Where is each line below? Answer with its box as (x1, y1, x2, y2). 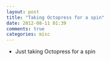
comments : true (6, 25, 45, 32)
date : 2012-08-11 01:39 (6, 20, 67, 26)
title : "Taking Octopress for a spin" (6, 14, 105, 21)
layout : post (6, 8, 40, 15)
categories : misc (6, 31, 50, 37)
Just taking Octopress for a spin (15, 48, 96, 55)
